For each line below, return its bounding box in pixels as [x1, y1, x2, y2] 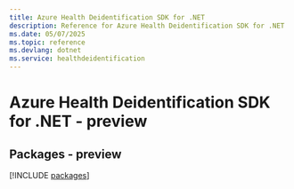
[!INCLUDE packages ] [9, 170, 90, 180]
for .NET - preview [9, 112, 148, 131]
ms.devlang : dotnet [9, 46, 82, 55]
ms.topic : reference [9, 37, 86, 47]
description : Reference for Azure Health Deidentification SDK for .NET [9, 21, 285, 30]
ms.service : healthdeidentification [9, 54, 145, 63]
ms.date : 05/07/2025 [9, 29, 86, 38]
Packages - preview [9, 146, 122, 161]
